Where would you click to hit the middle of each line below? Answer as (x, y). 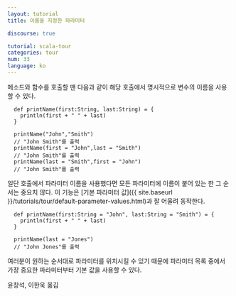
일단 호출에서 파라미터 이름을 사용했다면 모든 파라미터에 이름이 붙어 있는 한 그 (114, 183)
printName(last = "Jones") (54, 239)
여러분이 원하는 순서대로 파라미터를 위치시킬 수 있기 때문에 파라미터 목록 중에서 (117, 261)
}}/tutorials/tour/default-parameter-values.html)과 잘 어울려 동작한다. (106, 201)
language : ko (27, 66)
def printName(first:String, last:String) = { (84, 109)
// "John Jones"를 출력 (47, 247)
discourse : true (31, 33)
